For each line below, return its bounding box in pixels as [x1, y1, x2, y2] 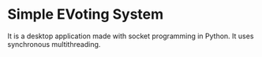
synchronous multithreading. [7, 39, 101, 48]
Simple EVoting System [7, 5, 164, 23]
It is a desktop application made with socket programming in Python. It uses [7, 31, 254, 41]
